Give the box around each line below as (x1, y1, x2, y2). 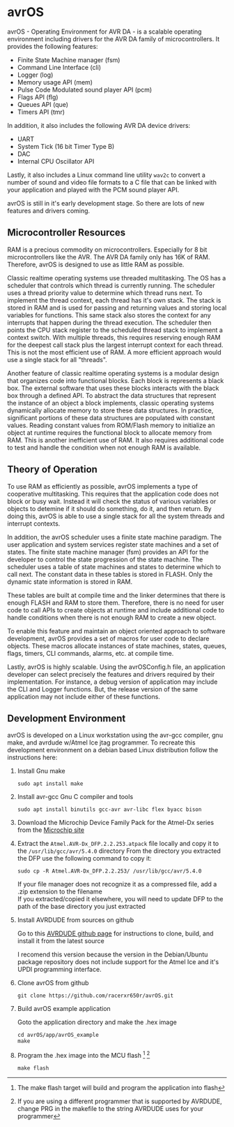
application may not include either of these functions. (7, 692, 160, 701)
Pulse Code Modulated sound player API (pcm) (17, 85, 153, 94)
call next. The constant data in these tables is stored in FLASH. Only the (7, 570, 213, 578)
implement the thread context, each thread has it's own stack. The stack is (7, 296, 221, 304)
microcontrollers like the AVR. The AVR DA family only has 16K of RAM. (7, 252, 210, 261)
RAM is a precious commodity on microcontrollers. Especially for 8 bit (7, 245, 208, 254)
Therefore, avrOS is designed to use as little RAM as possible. (7, 260, 185, 268)
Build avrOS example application (17, 1005, 111, 1013)
